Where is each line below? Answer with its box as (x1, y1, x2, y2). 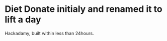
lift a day (5, 14, 41, 25)
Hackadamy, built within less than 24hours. (5, 30, 94, 36)
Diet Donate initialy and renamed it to (5, 3, 163, 15)
